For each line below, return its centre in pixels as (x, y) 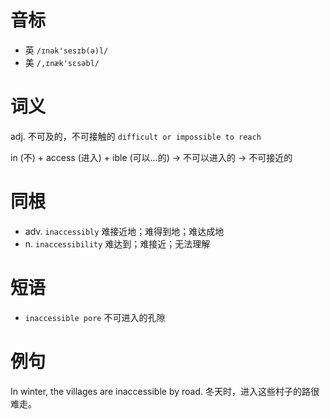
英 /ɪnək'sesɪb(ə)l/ (66, 50)
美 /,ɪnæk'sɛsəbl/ (62, 62)
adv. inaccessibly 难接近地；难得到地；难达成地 (124, 231)
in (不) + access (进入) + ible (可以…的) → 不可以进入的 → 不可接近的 (151, 157)
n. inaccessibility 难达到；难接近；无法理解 (117, 243)
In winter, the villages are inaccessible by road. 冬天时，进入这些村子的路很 (165, 391)
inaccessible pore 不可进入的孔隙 (95, 317)
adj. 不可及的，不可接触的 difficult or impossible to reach (136, 136)
